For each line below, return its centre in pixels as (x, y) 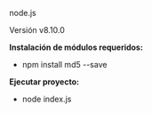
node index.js (47, 99)
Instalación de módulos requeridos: (76, 47)
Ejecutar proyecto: (44, 82)
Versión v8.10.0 (37, 30)
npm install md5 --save (64, 65)
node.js (23, 13)
